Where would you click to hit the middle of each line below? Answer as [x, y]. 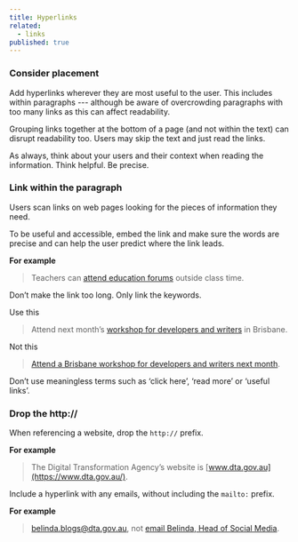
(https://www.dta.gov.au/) [78, 477]
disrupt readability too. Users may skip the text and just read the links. [137, 138]
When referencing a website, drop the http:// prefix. [106, 433]
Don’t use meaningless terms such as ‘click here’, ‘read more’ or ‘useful [140, 381]
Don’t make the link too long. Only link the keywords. [105, 295]
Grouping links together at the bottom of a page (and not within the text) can [149, 129]
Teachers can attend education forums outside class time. [137, 277]
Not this [24, 347]
